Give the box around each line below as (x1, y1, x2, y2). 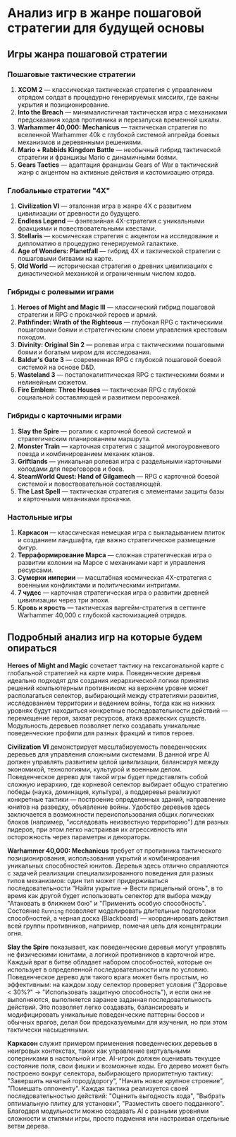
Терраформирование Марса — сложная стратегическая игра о (17, 551, 213, 559)
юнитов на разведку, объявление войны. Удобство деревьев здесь (7, 803, 211, 811)
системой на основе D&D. (17, 363, 96, 372)
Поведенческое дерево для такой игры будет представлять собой (7, 772, 209, 781)
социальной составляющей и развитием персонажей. (17, 393, 182, 402)
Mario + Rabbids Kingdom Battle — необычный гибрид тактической (17, 145, 221, 153)
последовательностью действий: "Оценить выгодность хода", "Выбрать (7, 1091, 225, 1100)
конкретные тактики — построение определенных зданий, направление (7, 795, 226, 803)
